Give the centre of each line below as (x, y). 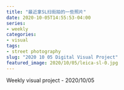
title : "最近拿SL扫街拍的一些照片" (46, 12)
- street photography (34, 52)
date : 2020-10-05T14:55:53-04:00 (49, 18)
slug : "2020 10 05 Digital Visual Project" (62, 57)
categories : (21, 35)
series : (16, 23)
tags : (13, 46)
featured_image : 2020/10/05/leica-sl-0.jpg (62, 63)
